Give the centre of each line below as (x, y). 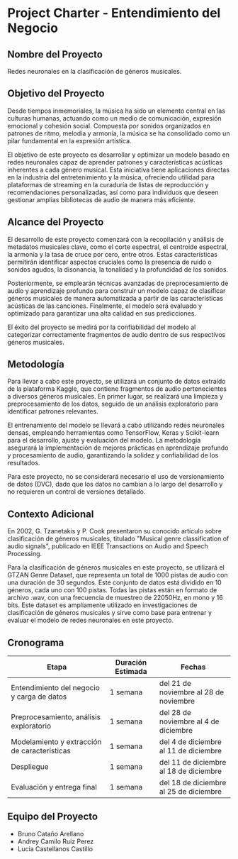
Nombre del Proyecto (55, 54)
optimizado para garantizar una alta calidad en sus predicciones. (102, 313)
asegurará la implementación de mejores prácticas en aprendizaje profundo (118, 448)
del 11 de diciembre (193, 763)
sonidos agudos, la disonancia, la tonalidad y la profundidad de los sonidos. (118, 269)
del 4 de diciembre (190, 742)
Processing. (25, 554)
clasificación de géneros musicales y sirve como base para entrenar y (110, 613)
